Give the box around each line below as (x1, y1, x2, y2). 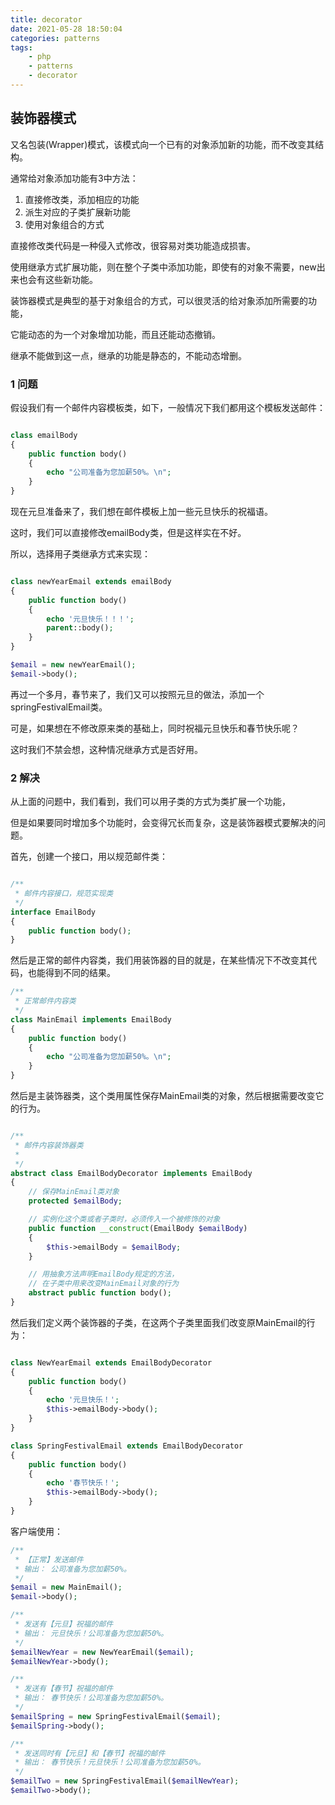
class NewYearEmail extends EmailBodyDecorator (10, 1357, 213, 1368)
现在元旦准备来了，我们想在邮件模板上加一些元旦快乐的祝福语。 (10, 506, 273, 518)
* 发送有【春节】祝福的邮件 (14, 1684, 114, 1694)
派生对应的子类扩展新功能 (24, 206, 131, 218)
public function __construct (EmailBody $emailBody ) (28, 1223, 248, 1233)
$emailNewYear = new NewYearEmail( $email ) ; (10, 1647, 195, 1657)
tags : (10, 42, 33, 53)
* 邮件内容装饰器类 (14, 1140, 84, 1150)
